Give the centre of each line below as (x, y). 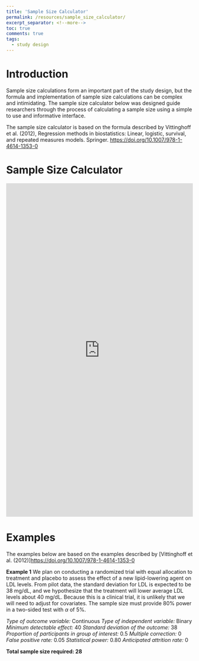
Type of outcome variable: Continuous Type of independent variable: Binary (99, 621)
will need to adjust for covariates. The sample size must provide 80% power (99, 603)
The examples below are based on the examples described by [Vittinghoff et (99, 554)
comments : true (25, 34)
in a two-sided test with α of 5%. (46, 609)
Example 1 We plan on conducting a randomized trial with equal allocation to (99, 571)
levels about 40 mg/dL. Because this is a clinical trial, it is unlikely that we (96, 597)
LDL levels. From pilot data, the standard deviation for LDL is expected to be (99, 584)
